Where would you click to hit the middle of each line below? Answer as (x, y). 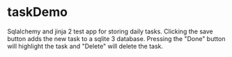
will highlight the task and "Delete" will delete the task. (85, 46)
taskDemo (38, 12)
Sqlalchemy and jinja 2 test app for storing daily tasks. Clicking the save (110, 31)
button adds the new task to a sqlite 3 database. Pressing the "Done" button (116, 38)
